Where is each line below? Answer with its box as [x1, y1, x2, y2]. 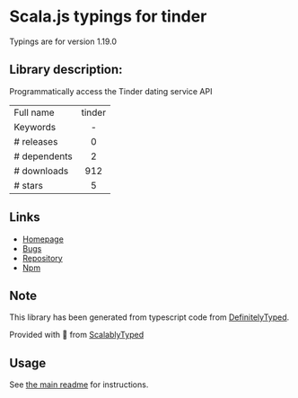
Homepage [22, 234, 65, 244]
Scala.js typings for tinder [9, 6, 207, 27]
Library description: [9, 62, 123, 77]
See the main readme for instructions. [9, 379, 149, 390]
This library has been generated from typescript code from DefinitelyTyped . [9, 312, 290, 323]
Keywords [13, 120, 57, 133]
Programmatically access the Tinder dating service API [9, 85, 213, 96]
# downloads [13, 164, 69, 177]
